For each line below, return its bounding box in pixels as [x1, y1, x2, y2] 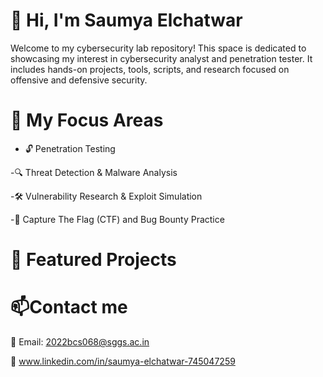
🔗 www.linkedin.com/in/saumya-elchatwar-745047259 [10, 355, 236, 367]
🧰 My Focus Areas [10, 109, 164, 132]
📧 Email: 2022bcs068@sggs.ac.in [10, 336, 150, 348]
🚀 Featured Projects [10, 249, 177, 271]
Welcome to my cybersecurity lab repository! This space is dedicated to [10, 42, 307, 54]
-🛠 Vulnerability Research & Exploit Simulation [10, 190, 203, 202]
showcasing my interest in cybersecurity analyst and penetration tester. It [10, 52, 313, 64]
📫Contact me [10, 296, 128, 319]
